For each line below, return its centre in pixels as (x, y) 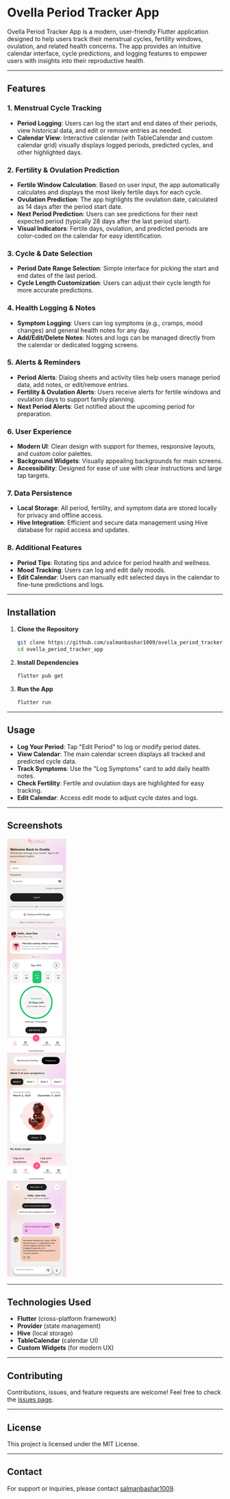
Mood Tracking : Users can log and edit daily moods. (91, 570)
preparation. (34, 414)
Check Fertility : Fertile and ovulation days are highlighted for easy (111, 783)
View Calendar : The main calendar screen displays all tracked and (111, 754)
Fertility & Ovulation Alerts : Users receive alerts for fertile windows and (119, 392)
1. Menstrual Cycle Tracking (54, 108)
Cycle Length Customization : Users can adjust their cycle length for (114, 283)
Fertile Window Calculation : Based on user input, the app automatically (118, 185)
